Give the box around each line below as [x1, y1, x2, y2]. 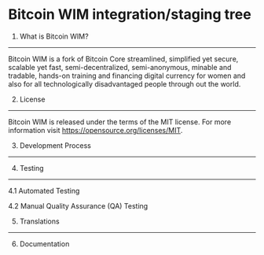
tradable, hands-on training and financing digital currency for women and [8, 71, 246, 80]
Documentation [19, 238, 70, 249]
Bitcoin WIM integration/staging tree [8, 6, 251, 24]
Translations [19, 216, 60, 226]
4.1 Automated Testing [8, 186, 80, 195]
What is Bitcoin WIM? [19, 31, 89, 41]
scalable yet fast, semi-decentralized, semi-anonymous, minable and [8, 62, 232, 72]
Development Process [19, 140, 92, 150]
